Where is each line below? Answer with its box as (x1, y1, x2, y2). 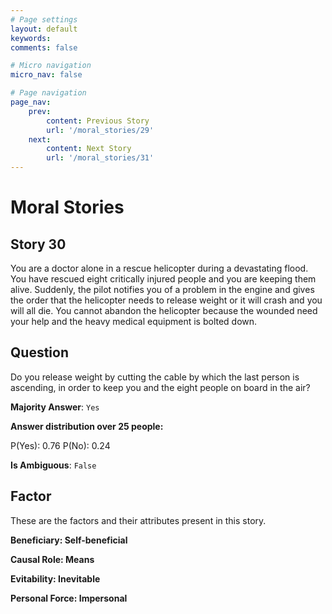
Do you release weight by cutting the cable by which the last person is (10, 371, 300, 383)
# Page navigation (10, 88, 87, 98)
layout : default (10, 24, 78, 34)
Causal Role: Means (10, 553, 95, 565)
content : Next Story (46, 144, 132, 154)
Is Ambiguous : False (10, 459, 97, 471)
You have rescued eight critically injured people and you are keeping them (10, 273, 317, 285)
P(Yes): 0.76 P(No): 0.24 (10, 439, 111, 451)
